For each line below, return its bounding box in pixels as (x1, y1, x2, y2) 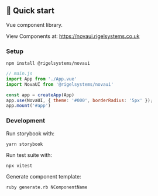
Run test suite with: (6, 151, 53, 158)
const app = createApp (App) (6, 92, 75, 98)
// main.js (6, 71, 33, 76)
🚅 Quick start (6, 6, 54, 16)
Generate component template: (6, 173, 81, 180)
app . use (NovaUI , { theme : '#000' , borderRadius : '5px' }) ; (6, 97, 153, 103)
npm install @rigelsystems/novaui (6, 61, 91, 66)
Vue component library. (6, 21, 63, 28)
